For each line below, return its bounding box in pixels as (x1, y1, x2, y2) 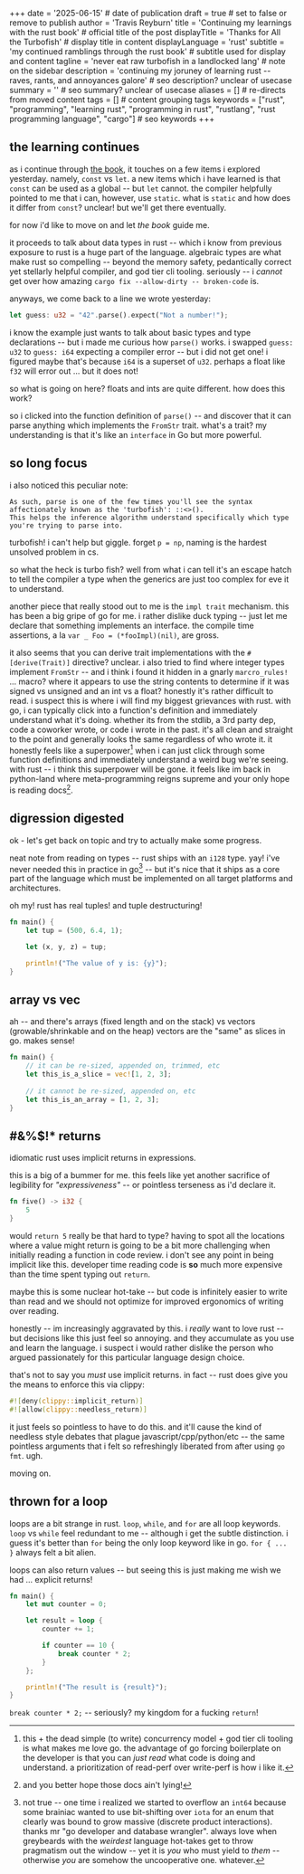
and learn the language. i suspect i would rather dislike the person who (9, 1343, 274, 1354)
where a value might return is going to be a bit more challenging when (9, 1240, 271, 1251)
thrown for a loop (9, 1494, 109, 1509)
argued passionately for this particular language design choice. (9, 1352, 245, 1363)
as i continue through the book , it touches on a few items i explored (9, 163, 261, 175)
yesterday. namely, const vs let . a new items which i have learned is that (9, 173, 281, 184)
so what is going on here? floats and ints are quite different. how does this (9, 383, 286, 394)
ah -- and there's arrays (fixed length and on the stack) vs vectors (9, 1016, 256, 1027)
